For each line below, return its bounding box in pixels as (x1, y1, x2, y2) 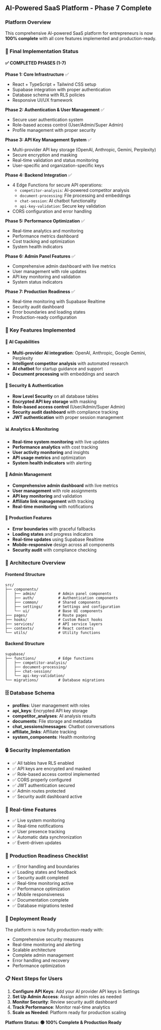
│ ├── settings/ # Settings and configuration (5, 604, 121, 609)
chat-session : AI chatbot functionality (19, 198, 96, 204)
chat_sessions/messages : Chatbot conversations (12, 724, 115, 730)
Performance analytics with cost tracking (12, 444, 98, 450)
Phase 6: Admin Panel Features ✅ (5, 253, 76, 259)
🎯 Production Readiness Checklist (5, 852, 88, 859)
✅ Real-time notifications (12, 823, 63, 829)
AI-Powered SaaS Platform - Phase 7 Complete (5, 4, 152, 12)
